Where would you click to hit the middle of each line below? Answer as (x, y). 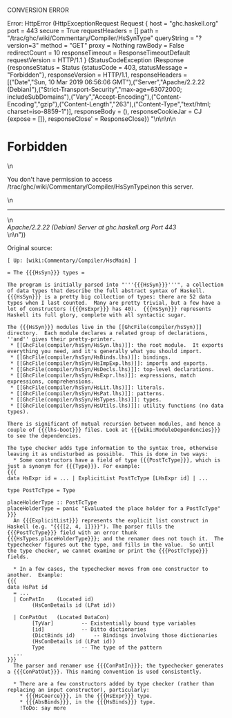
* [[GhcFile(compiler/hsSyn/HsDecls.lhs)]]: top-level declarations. (112, 369)
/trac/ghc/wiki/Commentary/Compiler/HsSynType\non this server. (100, 187)
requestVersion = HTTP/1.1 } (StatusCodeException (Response (96, 60)
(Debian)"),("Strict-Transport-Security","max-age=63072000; (95, 89)
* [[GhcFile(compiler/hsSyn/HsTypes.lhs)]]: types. (86, 399)
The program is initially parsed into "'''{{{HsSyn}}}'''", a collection (116, 285)
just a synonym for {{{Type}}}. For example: (74, 466)
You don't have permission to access (60, 179)
